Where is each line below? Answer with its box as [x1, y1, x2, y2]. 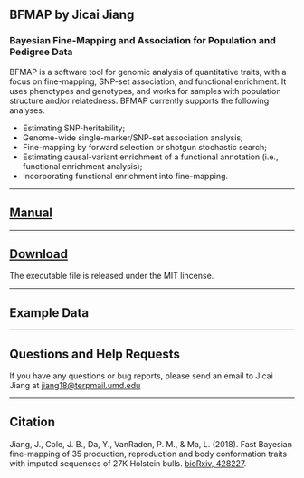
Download [9, 246, 68, 262]
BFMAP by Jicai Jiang [9, 7, 135, 23]
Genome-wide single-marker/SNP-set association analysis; [22, 131, 243, 143]
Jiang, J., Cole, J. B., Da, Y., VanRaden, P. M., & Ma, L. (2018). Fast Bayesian [9, 438, 292, 449]
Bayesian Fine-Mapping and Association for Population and [9, 34, 276, 47]
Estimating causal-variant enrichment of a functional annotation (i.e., [22, 151, 279, 162]
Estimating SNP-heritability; [22, 122, 126, 133]
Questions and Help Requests [9, 346, 181, 361]
